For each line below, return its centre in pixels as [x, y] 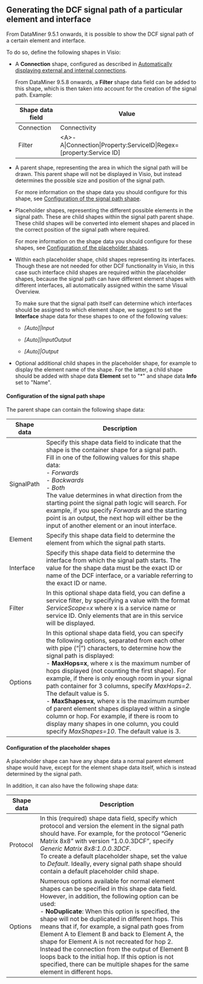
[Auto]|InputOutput [47, 339]
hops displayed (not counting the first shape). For [116, 671]
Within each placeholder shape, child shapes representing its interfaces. [105, 259]
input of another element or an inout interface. [111, 526]
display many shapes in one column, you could [112, 724]
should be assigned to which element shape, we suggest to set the [98, 310]
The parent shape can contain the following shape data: [76, 410]
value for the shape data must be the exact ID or [114, 568]
